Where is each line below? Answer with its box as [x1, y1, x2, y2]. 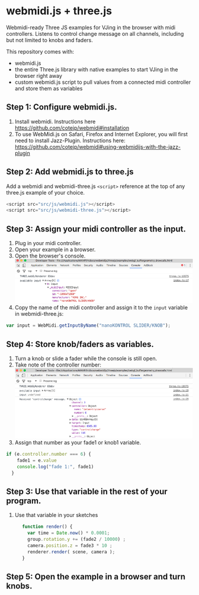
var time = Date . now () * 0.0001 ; [27, 530, 110, 536]
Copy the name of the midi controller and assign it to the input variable [14, 304, 188, 311]
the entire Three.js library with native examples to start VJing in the [14, 65, 178, 73]
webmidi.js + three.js [6, 4, 113, 18]
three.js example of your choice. [6, 189, 85, 196]
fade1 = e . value [17, 457, 57, 464]
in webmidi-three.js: [14, 311, 64, 318]
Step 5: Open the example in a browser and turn [6, 571, 185, 581]
